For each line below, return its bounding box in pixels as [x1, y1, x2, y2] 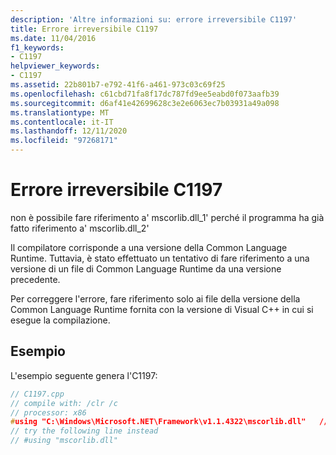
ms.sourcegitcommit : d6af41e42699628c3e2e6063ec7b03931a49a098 [10, 98, 280, 108]
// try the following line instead [10, 426, 159, 436]
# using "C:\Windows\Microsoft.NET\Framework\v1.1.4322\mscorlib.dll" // [10, 417, 329, 427]
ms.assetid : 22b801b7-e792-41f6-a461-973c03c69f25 [10, 80, 226, 90]
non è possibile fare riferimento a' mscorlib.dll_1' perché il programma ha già [10, 211, 325, 223]
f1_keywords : [10, 42, 65, 53]
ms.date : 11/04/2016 [10, 33, 97, 43]
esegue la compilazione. [10, 314, 111, 326]
